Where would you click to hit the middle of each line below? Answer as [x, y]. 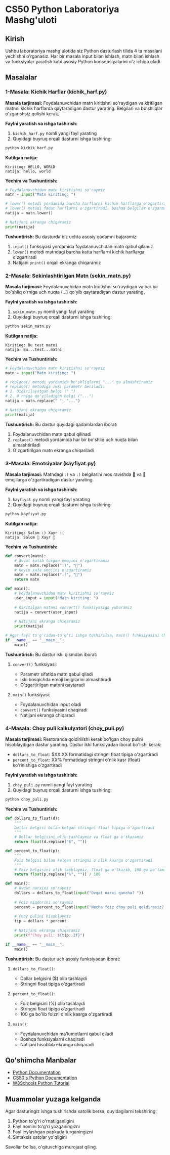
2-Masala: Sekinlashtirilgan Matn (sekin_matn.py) [68, 276]
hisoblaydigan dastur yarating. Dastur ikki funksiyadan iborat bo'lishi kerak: [83, 744]
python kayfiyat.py [26, 514]
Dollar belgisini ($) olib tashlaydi [54, 978]
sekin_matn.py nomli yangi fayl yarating [53, 312]
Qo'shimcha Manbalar [41, 1060]
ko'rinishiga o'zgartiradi [37, 765]
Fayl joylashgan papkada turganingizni [53, 1132]
